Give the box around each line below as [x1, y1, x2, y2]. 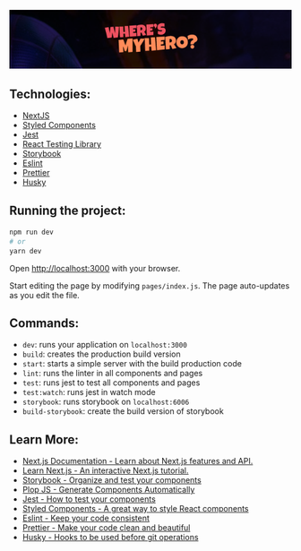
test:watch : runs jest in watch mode [21, 387, 156, 398]
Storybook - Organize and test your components [21, 475, 202, 486]
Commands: [9, 315, 80, 331]
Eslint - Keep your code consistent [21, 512, 150, 524]
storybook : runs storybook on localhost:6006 [21, 396, 190, 408]
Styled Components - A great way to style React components [21, 504, 249, 514]
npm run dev [9, 228, 54, 237]
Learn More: [9, 432, 79, 447]
